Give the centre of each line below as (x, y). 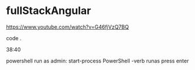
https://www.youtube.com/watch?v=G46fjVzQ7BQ (67, 27)
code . (14, 38)
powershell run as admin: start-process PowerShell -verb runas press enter (97, 61)
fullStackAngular (49, 11)
